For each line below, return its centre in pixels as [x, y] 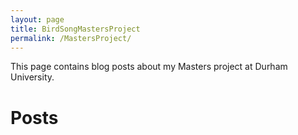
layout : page [37, 19]
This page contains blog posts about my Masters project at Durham [149, 67]
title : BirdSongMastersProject [75, 29]
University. [32, 77]
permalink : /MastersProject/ [71, 38]
